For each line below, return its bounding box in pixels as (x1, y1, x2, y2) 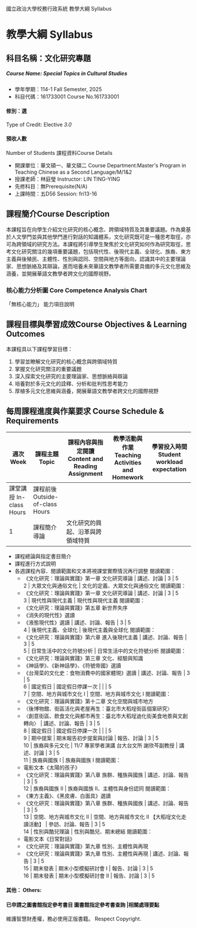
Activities (114, 458, 142, 466)
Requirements (6, 416, 59, 426)
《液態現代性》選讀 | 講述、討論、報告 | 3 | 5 (23, 619, 131, 626)
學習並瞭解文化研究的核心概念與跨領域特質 (14, 358, 118, 365)
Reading (73, 462, 98, 470)
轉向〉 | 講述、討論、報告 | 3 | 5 (23, 720, 101, 727)
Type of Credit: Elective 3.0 (6, 121, 72, 128)
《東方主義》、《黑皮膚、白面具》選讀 (23, 792, 111, 799)
